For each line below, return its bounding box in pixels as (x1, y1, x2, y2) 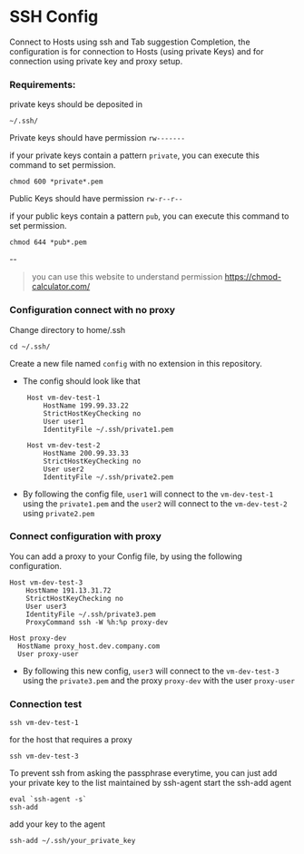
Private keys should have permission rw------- (9, 133, 186, 143)
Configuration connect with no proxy (9, 304, 175, 317)
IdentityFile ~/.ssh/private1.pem (43, 425, 174, 434)
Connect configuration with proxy (9, 530, 162, 543)
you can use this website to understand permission (31, 271, 223, 282)
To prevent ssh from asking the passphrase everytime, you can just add (9, 768, 278, 779)
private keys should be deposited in (9, 99, 143, 110)
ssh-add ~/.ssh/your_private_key (9, 837, 136, 846)
